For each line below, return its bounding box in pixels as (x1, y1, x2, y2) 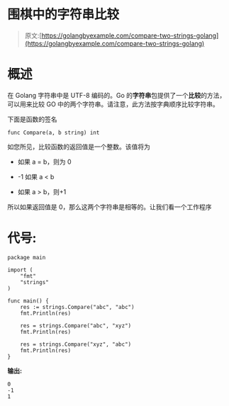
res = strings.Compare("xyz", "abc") (20, 341, 132, 348)
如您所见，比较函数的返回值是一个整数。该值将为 (7, 142, 150, 151)
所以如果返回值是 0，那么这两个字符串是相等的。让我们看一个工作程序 (7, 203, 212, 211)
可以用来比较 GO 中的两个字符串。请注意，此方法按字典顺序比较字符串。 (7, 100, 220, 108)
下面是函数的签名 (7, 115, 57, 123)
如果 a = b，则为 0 (17, 157, 72, 166)
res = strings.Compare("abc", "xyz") (20, 322, 132, 329)
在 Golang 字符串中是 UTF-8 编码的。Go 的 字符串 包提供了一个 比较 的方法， (7, 91, 226, 99)
